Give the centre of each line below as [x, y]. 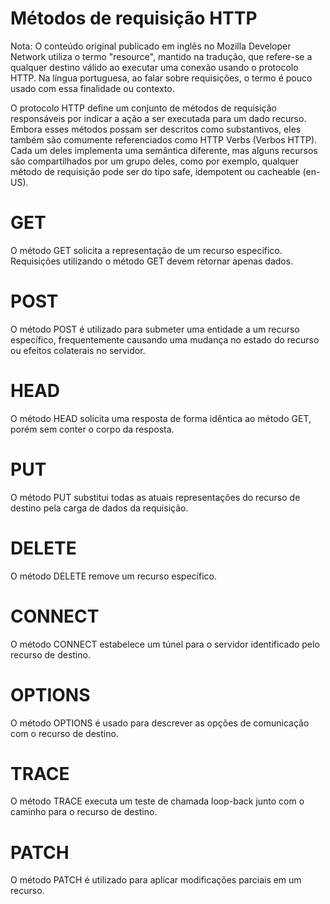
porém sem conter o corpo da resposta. [92, 429]
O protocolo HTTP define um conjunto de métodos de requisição [144, 108]
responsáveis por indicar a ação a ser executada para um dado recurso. [158, 118]
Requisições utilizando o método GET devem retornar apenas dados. [152, 261]
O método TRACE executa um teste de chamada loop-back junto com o [157, 801]
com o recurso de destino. [64, 733]
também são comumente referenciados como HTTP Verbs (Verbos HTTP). [164, 139]
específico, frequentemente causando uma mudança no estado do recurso [165, 339]
